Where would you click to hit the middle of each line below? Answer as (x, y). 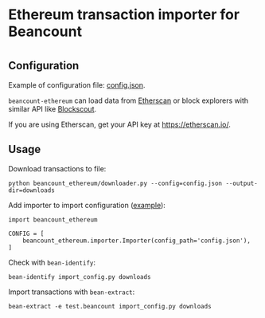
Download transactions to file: (57, 168)
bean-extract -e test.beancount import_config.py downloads (110, 306)
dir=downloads (32, 190)
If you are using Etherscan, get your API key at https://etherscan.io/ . (119, 124)
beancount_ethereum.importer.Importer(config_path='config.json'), (136, 241)
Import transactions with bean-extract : (72, 292)
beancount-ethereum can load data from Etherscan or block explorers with (129, 100)
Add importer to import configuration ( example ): (87, 205)
